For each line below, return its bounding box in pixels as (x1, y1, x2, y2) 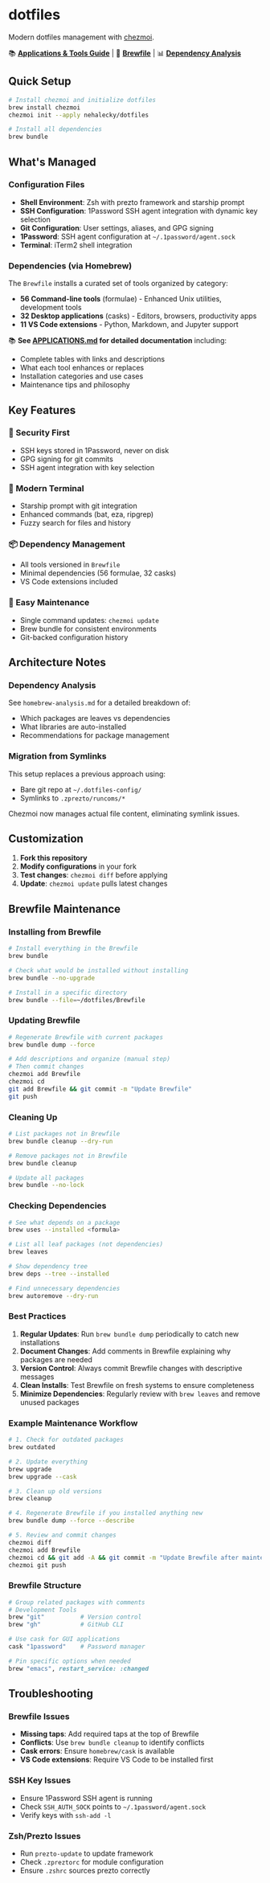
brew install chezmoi (8, 103, 81, 112)
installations (19, 1337, 60, 1347)
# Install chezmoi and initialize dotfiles (8, 96, 157, 104)
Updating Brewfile (8, 1015, 80, 1026)
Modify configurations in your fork (19, 862, 137, 871)
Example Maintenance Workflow (8, 1417, 138, 1428)
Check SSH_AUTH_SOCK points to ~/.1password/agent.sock (19, 1802, 207, 1811)
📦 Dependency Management (8, 538, 126, 550)
